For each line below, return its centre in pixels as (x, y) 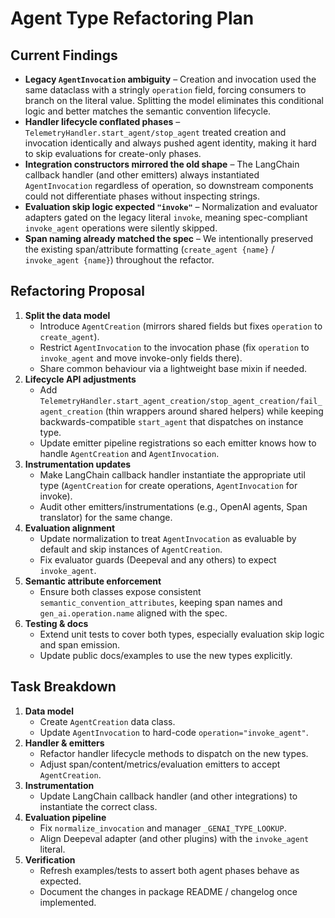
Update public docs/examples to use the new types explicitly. (166, 655)
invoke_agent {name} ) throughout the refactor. (119, 260)
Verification (50, 859)
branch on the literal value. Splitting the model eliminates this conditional (174, 100)
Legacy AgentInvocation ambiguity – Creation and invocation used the (170, 79)
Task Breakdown (63, 687)
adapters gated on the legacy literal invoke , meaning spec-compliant (166, 217)
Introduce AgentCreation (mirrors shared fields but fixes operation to (181, 326)
